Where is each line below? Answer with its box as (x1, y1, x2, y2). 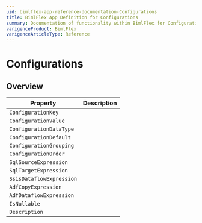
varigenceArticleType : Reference (6, 31, 90, 37)
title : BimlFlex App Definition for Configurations (6, 14, 138, 20)
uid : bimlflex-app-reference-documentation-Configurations (6, 8, 158, 15)
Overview (6, 81, 44, 91)
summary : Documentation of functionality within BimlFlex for (6, 20, 165, 26)
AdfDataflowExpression (9, 192, 74, 199)
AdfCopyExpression (9, 184, 62, 190)
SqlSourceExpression (9, 159, 68, 166)
